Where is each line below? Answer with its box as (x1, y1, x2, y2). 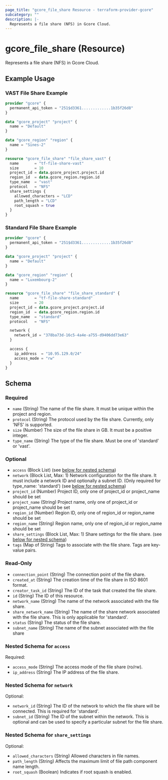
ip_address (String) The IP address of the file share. (12, 669, 119, 675)
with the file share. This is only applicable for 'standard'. (12, 614, 128, 620)
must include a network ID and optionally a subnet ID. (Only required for (12, 478, 161, 484)
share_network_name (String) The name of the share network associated (12, 608, 160, 614)
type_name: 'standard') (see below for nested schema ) (12, 483, 126, 489)
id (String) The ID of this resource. (12, 592, 84, 599)
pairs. (25, 547, 37, 554)
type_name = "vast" (10, 180, 53, 185)
